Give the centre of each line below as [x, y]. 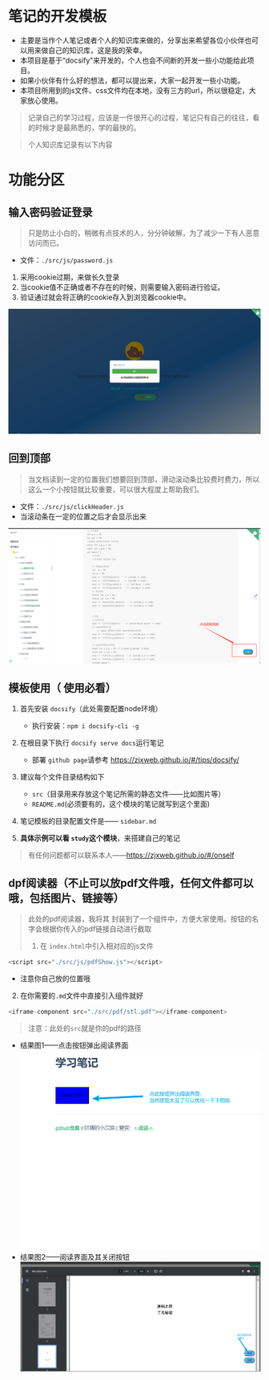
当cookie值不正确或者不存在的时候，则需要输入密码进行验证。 [122, 287]
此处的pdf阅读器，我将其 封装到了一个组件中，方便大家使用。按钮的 [140, 919]
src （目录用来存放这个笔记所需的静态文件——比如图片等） [128, 794]
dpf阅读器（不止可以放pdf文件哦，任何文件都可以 [131, 883]
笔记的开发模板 [58, 16]
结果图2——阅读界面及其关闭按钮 [75, 1256]
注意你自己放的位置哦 [55, 979]
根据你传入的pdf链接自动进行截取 [97, 929]
